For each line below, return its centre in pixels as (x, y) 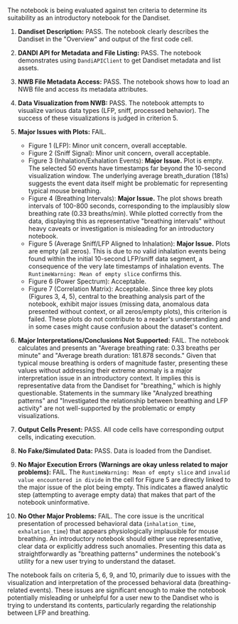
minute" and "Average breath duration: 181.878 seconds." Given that (117, 355)
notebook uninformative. (54, 502)
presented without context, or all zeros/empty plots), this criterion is (128, 311)
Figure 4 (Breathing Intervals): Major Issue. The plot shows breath (125, 198)
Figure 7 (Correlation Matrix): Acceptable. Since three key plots (121, 289)
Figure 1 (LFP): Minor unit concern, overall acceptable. (108, 146)
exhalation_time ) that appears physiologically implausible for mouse (118, 531)
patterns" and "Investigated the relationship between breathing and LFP (123, 401)
